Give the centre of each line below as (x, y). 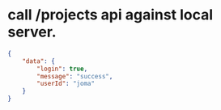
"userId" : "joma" (66, 84)
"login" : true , (62, 69)
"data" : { (39, 61)
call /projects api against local (110, 15)
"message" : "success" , (75, 76)
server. (32, 32)
